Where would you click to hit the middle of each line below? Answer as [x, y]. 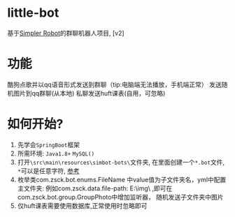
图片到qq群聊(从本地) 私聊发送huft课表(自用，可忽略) [89, 93]
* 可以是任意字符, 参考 [48, 171]
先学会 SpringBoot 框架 [49, 144]
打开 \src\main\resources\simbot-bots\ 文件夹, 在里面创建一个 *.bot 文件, [121, 162]
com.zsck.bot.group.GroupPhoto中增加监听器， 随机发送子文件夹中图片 [120, 197]
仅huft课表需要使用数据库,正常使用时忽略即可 [82, 205]
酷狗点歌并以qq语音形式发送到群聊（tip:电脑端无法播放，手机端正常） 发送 [114, 84]
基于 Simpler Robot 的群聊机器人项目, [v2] [66, 33]
